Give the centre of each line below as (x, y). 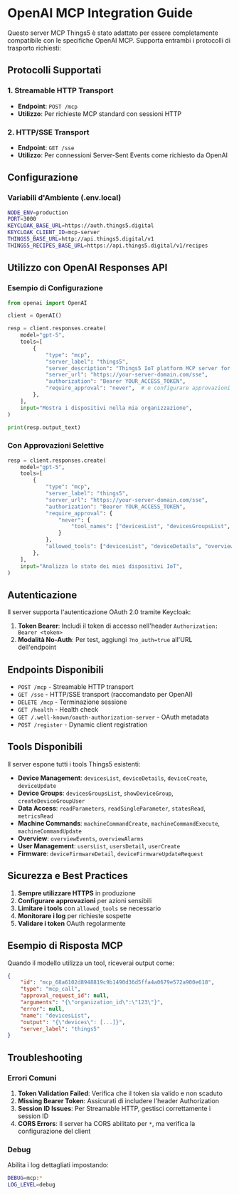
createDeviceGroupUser (51, 801)
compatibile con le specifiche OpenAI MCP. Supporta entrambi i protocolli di (119, 40)
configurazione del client (54, 1131)
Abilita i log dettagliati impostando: (58, 1165)
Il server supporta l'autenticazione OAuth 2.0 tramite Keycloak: (99, 612)
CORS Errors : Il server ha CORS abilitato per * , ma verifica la (106, 1123)
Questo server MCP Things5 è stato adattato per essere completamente (113, 33)
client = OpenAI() (34, 316)
